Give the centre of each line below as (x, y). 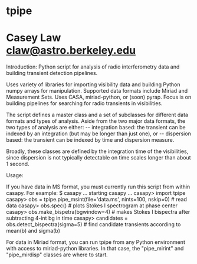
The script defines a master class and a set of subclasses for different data (97, 115)
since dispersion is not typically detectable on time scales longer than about (98, 158)
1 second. (18, 164)
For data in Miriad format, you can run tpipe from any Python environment (96, 242)
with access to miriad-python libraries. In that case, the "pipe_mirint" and (95, 249)
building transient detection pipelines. (52, 73)
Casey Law (34, 38)
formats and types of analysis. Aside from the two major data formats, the (96, 121)
